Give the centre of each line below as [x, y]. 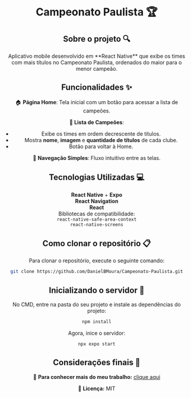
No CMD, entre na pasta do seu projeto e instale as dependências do [97, 305]
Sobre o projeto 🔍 [97, 39]
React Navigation [97, 201]
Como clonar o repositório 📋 [97, 244]
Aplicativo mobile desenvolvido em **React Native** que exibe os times [97, 56]
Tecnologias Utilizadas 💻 [97, 178]
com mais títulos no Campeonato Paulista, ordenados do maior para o [97, 62]
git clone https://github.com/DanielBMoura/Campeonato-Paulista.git [97, 272]
